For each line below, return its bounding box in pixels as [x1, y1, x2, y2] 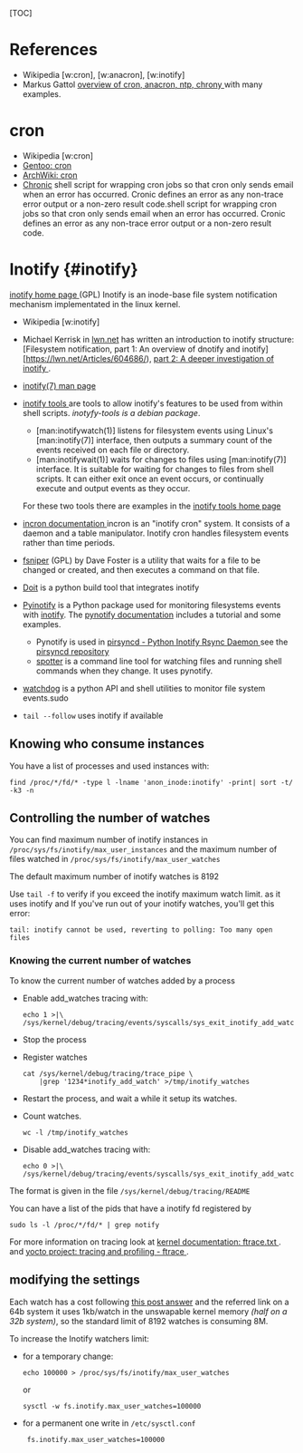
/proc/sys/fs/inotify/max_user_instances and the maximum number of [9, 844, 278, 855]
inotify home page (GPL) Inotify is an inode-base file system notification [9, 289, 278, 300]
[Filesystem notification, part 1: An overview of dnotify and [22, 344, 241, 354]
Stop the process [22, 1033, 88, 1045]
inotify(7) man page [22, 380, 97, 391]
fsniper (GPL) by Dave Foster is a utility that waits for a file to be [22, 555, 260, 566]
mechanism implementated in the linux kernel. [9, 298, 181, 309]
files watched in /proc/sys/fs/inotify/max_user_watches [9, 854, 221, 865]
